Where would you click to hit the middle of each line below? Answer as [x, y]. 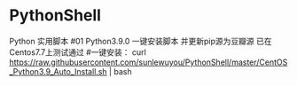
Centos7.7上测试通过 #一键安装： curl [78, 52]
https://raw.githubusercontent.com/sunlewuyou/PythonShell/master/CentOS [148, 62]
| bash [121, 71]
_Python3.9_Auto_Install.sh [59, 71]
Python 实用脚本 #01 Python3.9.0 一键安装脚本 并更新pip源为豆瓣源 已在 [141, 41]
